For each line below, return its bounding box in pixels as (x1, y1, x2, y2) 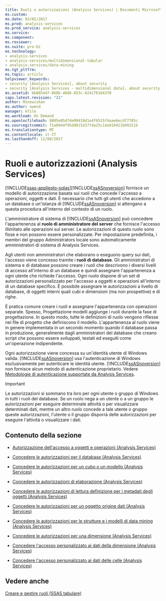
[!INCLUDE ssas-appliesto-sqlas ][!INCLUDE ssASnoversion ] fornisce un (5, 185, 149, 191)
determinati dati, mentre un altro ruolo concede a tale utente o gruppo (5, 406, 147, 412)
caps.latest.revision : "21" (5, 95, 63, 100)
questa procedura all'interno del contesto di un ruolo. (5, 206, 114, 212)
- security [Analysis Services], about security (5, 81, 107, 86)
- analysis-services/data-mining (5, 63, 74, 68)
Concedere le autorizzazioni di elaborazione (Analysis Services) (12, 478, 143, 484)
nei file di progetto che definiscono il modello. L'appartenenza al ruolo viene (5, 319, 160, 325)
